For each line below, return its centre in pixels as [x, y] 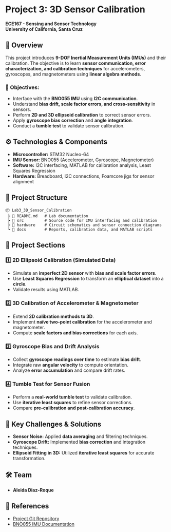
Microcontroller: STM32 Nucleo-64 [51, 154]
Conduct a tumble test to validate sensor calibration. [69, 126]
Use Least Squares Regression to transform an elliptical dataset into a [88, 279]
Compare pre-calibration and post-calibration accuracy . [74, 408]
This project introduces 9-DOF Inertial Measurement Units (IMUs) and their [86, 58]
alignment [23, 181]
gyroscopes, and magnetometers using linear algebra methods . [73, 74]
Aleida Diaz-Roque [33, 490]
